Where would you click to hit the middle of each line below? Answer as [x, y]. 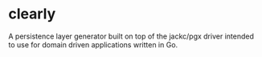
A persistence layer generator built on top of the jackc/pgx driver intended [131, 36]
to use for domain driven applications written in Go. [93, 44]
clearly [32, 14]
